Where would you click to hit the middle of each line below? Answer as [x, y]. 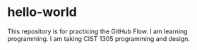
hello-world [42, 12]
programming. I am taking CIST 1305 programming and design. [99, 38]
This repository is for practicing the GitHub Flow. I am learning [98, 31]
